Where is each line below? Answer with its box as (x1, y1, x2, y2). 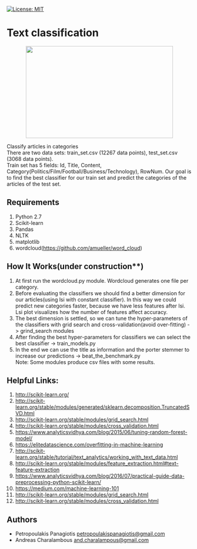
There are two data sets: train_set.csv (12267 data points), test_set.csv (6, 149, 178, 156)
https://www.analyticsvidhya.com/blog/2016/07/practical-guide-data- (15, 472, 185, 479)
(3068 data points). (6, 155, 54, 162)
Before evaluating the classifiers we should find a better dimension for (15, 289, 186, 297)
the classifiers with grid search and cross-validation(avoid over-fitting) (15, 321, 186, 328)
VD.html (15, 410, 35, 417)
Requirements (6, 197, 59, 207)
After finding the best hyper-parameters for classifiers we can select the (15, 333, 191, 340)
